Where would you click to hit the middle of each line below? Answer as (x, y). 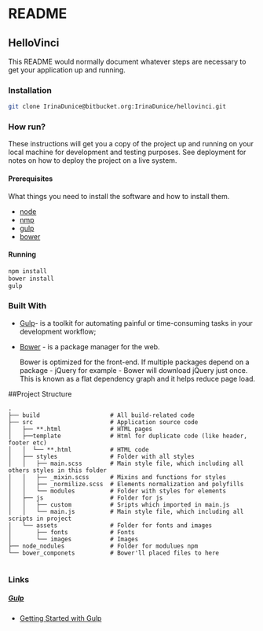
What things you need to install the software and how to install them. (119, 196)
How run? (27, 127)
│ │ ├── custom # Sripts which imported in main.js (119, 504)
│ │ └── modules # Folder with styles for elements (117, 491)
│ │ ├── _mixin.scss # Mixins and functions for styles (117, 477)
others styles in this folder (58, 470)
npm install (27, 271)
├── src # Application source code (103, 422)
